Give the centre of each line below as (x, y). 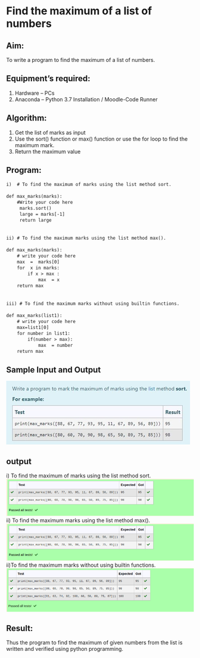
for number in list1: (43, 334)
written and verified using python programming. (65, 649)
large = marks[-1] (42, 215)
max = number (55, 346)
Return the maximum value (48, 151)
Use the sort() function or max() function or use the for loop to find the (101, 139)
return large (35, 221)
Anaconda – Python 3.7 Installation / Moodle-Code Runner (86, 99)
